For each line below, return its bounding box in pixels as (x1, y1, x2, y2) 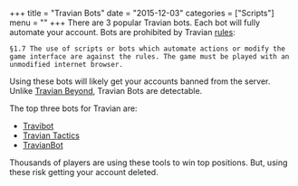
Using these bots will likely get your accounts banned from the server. (9, 76, 271, 87)
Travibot (22, 121, 54, 131)
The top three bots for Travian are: (9, 103, 138, 114)
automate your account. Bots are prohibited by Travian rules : (9, 27, 236, 37)
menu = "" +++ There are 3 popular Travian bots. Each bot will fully (9, 17, 261, 28)
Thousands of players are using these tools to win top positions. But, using (9, 157, 288, 168)
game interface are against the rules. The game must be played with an (9, 52, 290, 61)
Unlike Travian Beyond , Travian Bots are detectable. (9, 86, 203, 96)
